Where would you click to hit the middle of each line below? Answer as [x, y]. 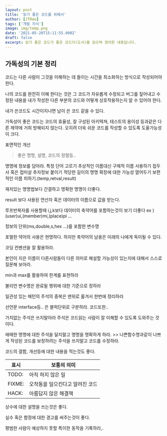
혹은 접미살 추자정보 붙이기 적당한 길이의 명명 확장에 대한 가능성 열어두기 [81, 172]
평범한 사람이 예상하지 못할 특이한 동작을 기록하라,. [54, 428]
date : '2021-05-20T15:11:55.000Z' [41, 33]
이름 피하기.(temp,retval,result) [45, 178]
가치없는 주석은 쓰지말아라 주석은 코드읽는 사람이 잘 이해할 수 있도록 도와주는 [80, 317]
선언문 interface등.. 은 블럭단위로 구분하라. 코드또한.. [57, 307]
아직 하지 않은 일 [47, 374]
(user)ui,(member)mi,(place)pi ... [39, 216]
